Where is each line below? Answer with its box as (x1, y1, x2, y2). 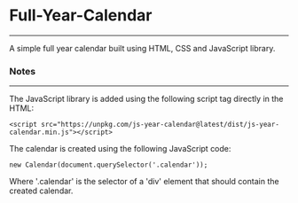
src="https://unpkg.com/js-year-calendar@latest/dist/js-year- (41, 121, 279, 129)
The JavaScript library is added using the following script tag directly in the (9, 94, 284, 105)
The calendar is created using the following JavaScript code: (9, 144, 231, 154)
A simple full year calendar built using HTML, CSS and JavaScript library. (9, 43, 276, 53)
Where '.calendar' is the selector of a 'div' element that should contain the (9, 176, 279, 187)
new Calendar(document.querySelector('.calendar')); (9, 160, 208, 169)
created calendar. (9, 185, 74, 196)
